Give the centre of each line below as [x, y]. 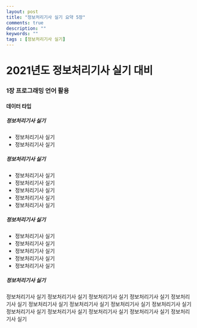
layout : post [22, 12]
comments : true [25, 23]
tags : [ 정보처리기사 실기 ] [36, 39]
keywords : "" [22, 34]
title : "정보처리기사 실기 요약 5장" [46, 17]
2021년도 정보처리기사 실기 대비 [80, 71]
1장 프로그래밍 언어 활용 [38, 91]
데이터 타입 [19, 106]
